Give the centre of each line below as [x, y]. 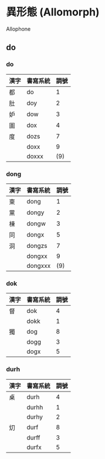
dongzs [37, 245]
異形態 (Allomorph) [53, 12]
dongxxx [39, 266]
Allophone [18, 29]
